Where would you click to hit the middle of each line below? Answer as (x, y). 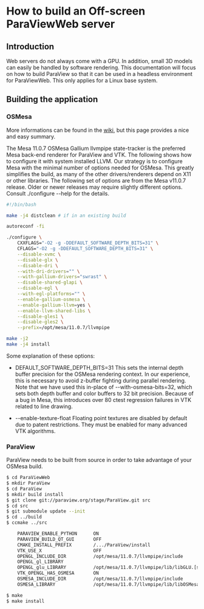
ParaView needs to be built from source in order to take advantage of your (99, 460)
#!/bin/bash (21, 205)
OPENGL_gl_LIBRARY (40, 562)
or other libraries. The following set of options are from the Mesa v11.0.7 (96, 180)
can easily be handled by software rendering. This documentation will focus (101, 67)
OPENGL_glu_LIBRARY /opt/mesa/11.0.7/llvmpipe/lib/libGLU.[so (110, 568)
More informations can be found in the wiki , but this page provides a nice (98, 130)
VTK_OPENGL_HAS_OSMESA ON (58, 573)
